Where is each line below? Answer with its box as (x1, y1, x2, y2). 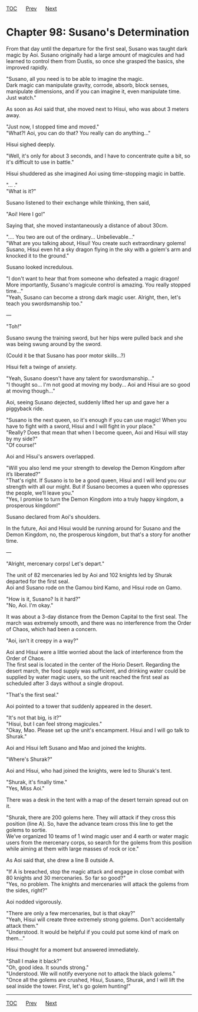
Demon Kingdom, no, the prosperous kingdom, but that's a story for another (6, 530, 191, 538)
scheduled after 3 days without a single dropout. (6, 680, 124, 687)
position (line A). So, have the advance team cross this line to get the (6, 820, 173, 827)
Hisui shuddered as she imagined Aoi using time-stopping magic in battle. (6, 170, 186, 177)
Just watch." (6, 94, 37, 101)
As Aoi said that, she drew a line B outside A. (6, 856, 115, 863)
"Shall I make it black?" (6, 957, 62, 964)
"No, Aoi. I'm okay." (6, 601, 54, 609)
